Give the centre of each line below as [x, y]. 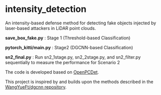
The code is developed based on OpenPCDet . [52, 72]
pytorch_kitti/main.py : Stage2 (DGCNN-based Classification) [69, 47]
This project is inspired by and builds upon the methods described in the [79, 82]
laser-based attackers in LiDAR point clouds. [51, 28]
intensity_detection [46, 9]
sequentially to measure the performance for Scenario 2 [63, 62]
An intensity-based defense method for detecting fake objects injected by [81, 23]
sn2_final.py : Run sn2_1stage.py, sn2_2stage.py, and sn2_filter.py [73, 57]
